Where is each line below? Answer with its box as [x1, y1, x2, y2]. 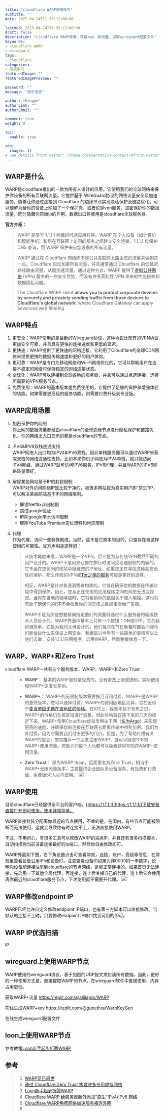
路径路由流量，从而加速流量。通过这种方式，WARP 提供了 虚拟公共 [17, 268, 152, 273]
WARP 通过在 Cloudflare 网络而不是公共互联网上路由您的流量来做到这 [17, 255, 159, 261]
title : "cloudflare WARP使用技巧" [5, 7, 73, 12]
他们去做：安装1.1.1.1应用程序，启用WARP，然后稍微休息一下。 [24, 636, 151, 642]
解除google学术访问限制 [19, 514, 69, 520]
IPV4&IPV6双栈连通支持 [12, 443, 61, 449]
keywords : [5, 39, 26, 45]
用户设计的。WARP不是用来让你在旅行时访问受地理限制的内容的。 [24, 559, 159, 565]
